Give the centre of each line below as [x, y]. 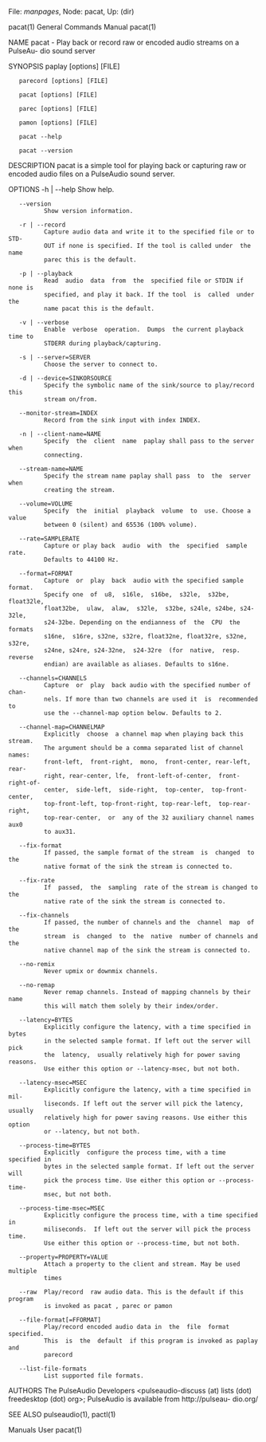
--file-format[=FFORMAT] [60, 1320]
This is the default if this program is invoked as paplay [151, 1341]
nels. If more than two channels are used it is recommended [151, 699]
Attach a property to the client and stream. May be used [142, 1264]
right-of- [25, 783]
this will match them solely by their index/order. [131, 1006]
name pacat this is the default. [99, 308]
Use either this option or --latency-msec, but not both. [142, 1069]
